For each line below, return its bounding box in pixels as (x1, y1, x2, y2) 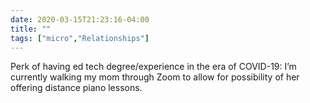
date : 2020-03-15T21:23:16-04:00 (10, 14, 150, 25)
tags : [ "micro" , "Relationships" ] (10, 33, 150, 43)
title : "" (10, 24, 52, 34)
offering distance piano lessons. (10, 82, 143, 94)
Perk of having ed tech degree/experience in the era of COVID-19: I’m (10, 61, 297, 73)
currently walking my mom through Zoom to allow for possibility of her (10, 71, 300, 83)
